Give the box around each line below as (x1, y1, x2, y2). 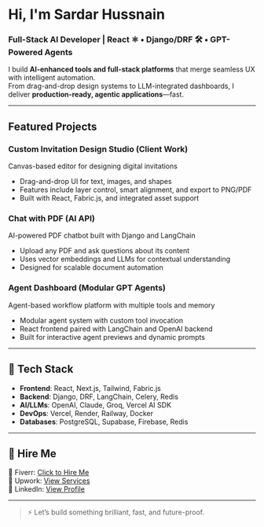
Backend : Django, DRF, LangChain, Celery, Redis (19, 392, 179, 401)
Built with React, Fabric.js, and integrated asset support (19, 193, 200, 203)
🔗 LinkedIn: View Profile (8, 485, 85, 494)
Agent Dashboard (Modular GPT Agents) (8, 282, 167, 293)
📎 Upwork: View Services (8, 476, 90, 485)
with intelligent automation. (8, 73, 96, 83)
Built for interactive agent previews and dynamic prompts (19, 332, 206, 341)
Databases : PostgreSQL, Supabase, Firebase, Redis (19, 417, 189, 426)
